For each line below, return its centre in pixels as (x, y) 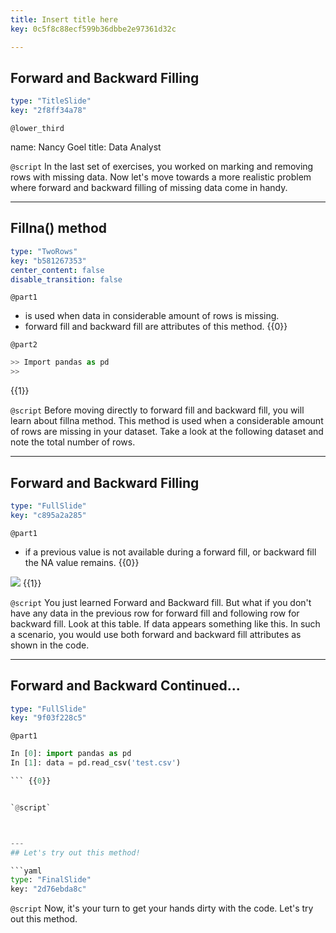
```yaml (26, 871)
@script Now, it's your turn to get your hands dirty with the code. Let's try (162, 908)
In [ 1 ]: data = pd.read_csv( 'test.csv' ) (96, 763)
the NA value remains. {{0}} (82, 562)
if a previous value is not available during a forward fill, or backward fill (170, 552)
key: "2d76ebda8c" (48, 889)
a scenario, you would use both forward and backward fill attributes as (156, 634)
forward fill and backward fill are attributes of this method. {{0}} (156, 327)
